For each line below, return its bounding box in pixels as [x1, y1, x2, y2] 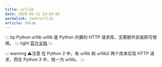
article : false [5, 20, 36, 26]
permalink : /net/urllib [5, 16, 54, 21]
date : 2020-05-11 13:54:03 [5, 12, 60, 16]
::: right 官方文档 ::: [14, 40, 53, 46]
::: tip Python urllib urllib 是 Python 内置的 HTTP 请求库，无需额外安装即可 [5, 34, 153, 40]
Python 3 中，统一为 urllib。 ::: [23, 56, 84, 63]
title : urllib [5, 7, 34, 12]
